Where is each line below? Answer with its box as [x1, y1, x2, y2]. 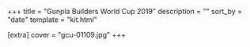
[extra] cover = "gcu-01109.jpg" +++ [7, 31, 127, 39]
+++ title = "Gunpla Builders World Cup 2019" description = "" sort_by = [7, 7, 243, 16]
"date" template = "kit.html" [7, 15, 98, 24]
